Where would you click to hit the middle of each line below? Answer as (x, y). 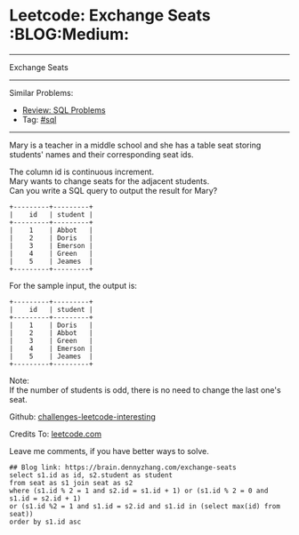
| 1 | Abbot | (51, 230)
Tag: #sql (39, 119)
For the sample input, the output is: (73, 285)
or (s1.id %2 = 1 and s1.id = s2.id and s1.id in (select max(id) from (145, 506)
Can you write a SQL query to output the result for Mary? (113, 190)
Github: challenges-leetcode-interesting (82, 416)
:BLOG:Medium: (69, 34)
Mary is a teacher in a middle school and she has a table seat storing (135, 145)
